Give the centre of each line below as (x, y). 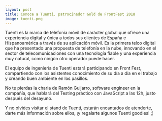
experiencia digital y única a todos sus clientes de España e (66, 38)
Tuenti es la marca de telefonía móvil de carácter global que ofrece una (77, 33)
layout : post (18, 10)
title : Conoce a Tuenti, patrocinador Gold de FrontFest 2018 (70, 14)
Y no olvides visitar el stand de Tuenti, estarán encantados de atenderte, (79, 108)
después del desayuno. (29, 98)
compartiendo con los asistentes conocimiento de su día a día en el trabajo (81, 73)
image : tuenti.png (24, 19)
